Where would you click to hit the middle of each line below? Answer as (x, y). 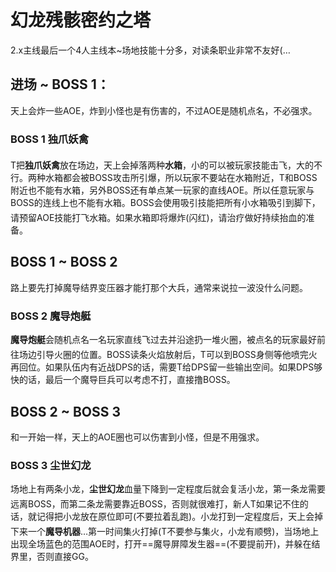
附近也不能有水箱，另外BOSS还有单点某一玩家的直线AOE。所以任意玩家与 (162, 190)
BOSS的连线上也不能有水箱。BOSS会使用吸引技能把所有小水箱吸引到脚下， (165, 203)
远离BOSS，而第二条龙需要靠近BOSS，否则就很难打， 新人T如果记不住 (155, 504)
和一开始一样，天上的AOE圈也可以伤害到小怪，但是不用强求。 (137, 437)
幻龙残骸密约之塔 (81, 20)
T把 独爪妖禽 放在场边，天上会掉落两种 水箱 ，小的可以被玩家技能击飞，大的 (162, 165)
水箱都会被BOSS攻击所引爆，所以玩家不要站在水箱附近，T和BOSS (181, 178)
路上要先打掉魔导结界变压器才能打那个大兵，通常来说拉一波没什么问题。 (159, 287)
